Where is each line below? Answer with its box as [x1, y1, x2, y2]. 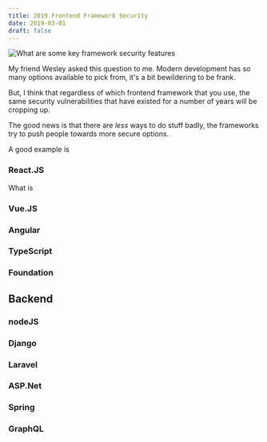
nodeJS [8, 315, 39, 327]
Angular [8, 224, 41, 235]
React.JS [8, 165, 45, 176]
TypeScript [8, 246, 53, 257]
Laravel [8, 359, 38, 370]
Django [8, 337, 38, 348]
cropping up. [8, 105, 50, 115]
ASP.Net [8, 380, 42, 392]
